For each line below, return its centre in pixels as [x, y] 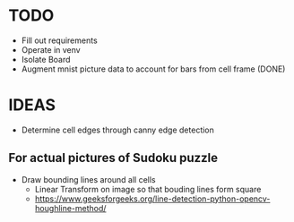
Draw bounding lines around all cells [88, 179]
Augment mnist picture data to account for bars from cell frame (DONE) [153, 69]
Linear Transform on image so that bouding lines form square [148, 189]
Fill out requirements [59, 40]
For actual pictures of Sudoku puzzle [113, 158]
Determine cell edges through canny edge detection [117, 130]
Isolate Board [46, 59]
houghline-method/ [70, 208]
